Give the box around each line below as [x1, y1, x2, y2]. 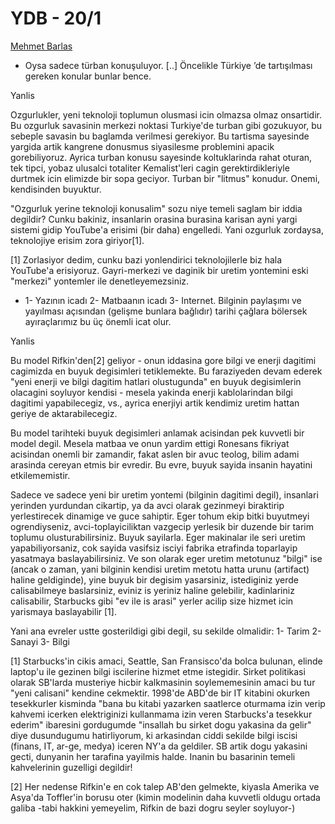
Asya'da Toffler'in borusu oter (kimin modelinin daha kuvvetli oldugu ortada [10, 791, 321, 803]
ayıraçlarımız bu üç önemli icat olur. [24, 315, 172, 327]
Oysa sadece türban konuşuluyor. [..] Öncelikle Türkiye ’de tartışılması [24, 59, 313, 71]
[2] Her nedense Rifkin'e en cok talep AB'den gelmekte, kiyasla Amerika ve [10, 780, 320, 792]
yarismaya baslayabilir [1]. [10, 605, 117, 617]
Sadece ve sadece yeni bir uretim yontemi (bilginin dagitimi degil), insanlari [10, 488, 319, 501]
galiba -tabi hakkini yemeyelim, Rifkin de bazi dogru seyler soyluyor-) [10, 802, 296, 814]
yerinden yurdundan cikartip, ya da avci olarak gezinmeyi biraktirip [10, 499, 285, 511]
